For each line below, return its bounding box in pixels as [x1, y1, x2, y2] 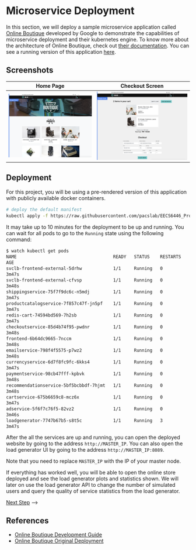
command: [6, 236, 32, 243]
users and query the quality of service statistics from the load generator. [6, 487, 180, 494]
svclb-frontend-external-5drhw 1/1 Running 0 [6, 265, 163, 271]
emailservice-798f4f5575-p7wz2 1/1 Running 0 [6, 347, 163, 353]
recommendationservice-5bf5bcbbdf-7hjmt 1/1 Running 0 [6, 382, 163, 389]
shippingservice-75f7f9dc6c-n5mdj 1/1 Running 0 [6, 288, 163, 295]
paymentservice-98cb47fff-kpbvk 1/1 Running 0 [6, 370, 163, 377]
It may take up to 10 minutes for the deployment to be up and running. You [6, 224, 184, 231]
